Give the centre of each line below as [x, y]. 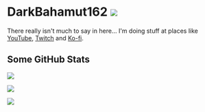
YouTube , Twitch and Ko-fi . [46, 38]
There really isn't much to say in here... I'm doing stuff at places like [103, 31]
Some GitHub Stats [49, 60]
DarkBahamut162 [58, 12]
